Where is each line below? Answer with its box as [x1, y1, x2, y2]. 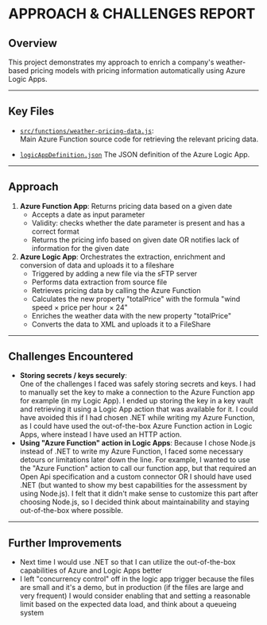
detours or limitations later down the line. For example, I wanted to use [19, 455, 250, 465]
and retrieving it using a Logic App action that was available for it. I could [19, 404, 258, 414]
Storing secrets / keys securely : [19, 371, 127, 380]
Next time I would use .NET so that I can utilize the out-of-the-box [19, 557, 236, 567]
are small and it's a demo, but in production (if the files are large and [19, 583, 244, 592]
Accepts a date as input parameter [31, 210, 145, 219]
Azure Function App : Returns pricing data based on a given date [19, 201, 233, 210]
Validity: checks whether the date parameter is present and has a [31, 218, 246, 227]
